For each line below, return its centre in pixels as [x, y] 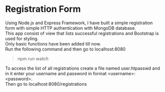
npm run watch [33, 58]
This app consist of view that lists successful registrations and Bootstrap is [82, 33]
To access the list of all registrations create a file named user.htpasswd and [83, 68]
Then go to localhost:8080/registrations [46, 84]
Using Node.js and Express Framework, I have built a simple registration [79, 23]
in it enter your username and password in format [56, 73]
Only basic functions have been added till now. [53, 44]
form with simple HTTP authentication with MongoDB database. [71, 28]
